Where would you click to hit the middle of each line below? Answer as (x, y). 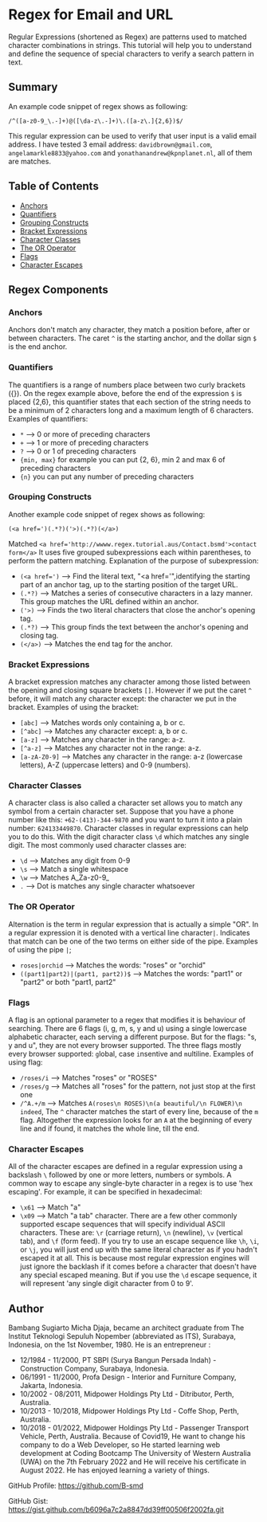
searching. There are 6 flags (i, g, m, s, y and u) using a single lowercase (128, 1029)
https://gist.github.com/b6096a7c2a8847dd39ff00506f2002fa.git (116, 1510)
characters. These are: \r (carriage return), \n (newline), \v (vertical (131, 1233)
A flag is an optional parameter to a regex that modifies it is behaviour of (127, 1020)
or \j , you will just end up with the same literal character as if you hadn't (138, 1249)
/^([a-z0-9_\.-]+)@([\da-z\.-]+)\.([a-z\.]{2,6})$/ (96, 121)
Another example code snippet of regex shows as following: (107, 514)
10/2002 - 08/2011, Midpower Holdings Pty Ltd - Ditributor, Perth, (127, 1394)
